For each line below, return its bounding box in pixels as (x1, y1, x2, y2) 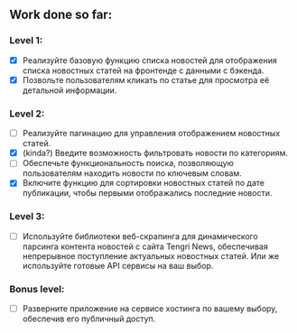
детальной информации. (22, 85, 117, 96)
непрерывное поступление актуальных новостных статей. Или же (22, 250, 280, 261)
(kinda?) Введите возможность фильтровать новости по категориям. (22, 148, 289, 159)
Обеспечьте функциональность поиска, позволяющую (22, 158, 235, 169)
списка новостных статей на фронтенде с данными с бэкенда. (22, 65, 265, 76)
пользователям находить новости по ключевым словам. (22, 168, 242, 179)
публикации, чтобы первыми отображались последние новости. (22, 188, 273, 199)
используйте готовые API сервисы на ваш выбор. (22, 260, 214, 271)
